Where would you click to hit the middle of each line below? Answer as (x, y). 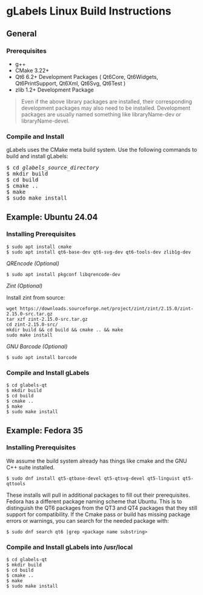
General (22, 34)
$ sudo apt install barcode (42, 357)
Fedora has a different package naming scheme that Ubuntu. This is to (94, 501)
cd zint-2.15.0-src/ (32, 324)
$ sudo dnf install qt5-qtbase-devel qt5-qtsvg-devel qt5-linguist (93, 478)
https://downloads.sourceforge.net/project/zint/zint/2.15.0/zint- (107, 308)
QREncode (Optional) (33, 263)
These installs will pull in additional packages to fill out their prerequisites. (98, 495)
